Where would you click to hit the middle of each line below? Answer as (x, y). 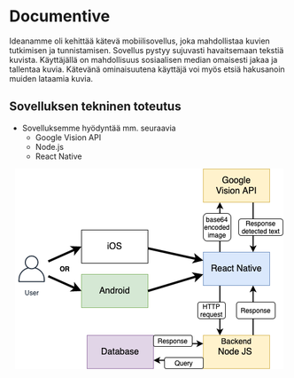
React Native (58, 156)
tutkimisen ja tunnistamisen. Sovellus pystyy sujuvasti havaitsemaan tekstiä (147, 50)
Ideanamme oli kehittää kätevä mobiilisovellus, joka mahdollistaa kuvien (139, 41)
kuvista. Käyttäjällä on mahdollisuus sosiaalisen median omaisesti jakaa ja (143, 59)
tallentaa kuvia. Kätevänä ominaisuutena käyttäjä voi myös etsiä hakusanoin (147, 69)
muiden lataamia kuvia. (51, 78)
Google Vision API (68, 137)
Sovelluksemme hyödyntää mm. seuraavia (99, 128)
